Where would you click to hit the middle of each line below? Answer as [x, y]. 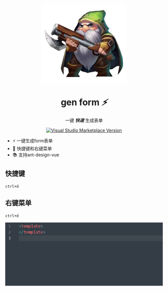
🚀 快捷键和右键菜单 [32, 148]
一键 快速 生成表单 [84, 120]
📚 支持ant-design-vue [36, 155]
